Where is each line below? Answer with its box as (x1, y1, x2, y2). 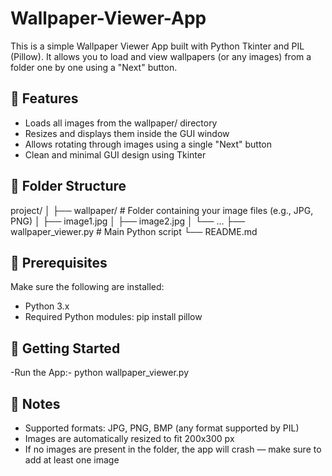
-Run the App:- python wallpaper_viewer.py (10, 367, 190, 379)
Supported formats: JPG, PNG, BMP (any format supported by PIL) (24, 422, 300, 434)
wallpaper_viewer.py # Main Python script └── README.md (10, 225, 258, 237)
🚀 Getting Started (10, 340, 121, 357)
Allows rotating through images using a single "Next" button (24, 138, 273, 150)
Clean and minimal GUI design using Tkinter (24, 148, 207, 161)
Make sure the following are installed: (10, 281, 165, 293)
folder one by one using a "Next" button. (10, 61, 178, 73)
